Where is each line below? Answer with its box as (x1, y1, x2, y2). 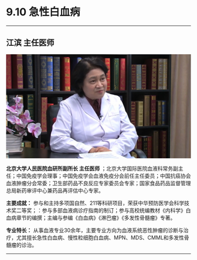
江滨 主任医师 (6, 38, 55, 48)
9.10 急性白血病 (6, 5, 80, 19)
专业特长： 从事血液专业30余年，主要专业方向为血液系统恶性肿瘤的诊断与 (6, 227, 184, 234)
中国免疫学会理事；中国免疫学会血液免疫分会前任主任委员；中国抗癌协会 (16, 172, 191, 179)
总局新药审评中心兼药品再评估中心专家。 (6, 187, 104, 194)
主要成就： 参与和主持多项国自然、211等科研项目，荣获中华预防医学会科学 (6, 199, 185, 206)
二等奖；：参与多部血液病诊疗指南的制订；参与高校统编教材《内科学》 (16, 207, 186, 214)
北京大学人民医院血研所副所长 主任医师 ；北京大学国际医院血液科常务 (6, 165, 174, 172)
